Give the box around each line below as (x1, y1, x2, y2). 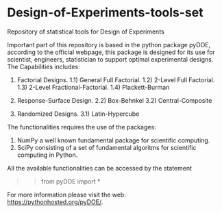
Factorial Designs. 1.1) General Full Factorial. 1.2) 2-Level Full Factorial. (16, 75, 215, 84)
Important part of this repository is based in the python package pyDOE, (7, 40, 211, 49)
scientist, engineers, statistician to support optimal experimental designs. (7, 55, 214, 63)
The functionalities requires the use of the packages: (7, 123, 156, 131)
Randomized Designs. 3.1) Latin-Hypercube (16, 110, 140, 118)
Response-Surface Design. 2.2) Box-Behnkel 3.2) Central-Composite (16, 96, 212, 104)
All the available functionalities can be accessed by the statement (7, 164, 193, 172)
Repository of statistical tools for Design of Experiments (7, 27, 164, 36)
